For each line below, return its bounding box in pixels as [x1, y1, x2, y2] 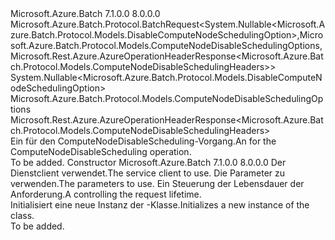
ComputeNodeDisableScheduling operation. [10, 146, 192, 157]
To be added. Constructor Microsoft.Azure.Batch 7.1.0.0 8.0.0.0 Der [10, 157, 287, 168]
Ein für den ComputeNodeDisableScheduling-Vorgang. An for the [10, 135, 277, 147]
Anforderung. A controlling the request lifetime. [10, 188, 202, 200]
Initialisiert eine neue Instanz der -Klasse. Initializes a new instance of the [10, 199, 310, 211]
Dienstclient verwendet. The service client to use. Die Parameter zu [10, 167, 286, 179]
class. [10, 210, 35, 221]
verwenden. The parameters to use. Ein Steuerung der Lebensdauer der [10, 178, 305, 189]
